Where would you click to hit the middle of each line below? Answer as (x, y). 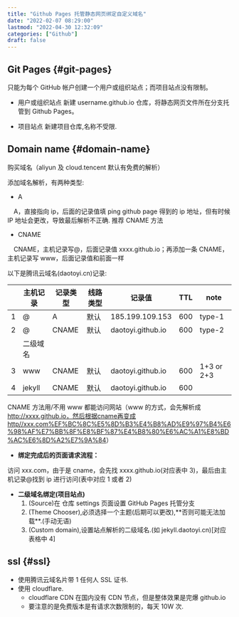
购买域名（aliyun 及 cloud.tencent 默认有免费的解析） (86, 167)
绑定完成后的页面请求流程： (58, 455)
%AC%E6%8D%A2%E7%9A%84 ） (60, 440)
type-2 (212, 329)
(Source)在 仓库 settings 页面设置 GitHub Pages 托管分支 (112, 503)
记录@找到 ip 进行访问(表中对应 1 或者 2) (73, 479)
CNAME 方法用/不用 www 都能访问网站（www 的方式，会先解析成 (104, 407)
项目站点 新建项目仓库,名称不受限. (67, 126)
